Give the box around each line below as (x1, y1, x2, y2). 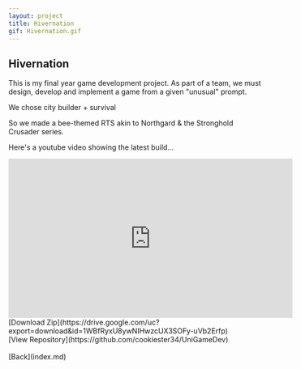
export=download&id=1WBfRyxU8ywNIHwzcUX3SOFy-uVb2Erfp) (8, 326, 229, 336)
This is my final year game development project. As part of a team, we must (8, 78, 261, 88)
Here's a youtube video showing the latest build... (8, 142, 174, 152)
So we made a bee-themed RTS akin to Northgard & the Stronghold (8, 118, 234, 128)
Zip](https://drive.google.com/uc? (46, 317, 160, 328)
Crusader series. (8, 127, 64, 137)
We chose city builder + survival (8, 103, 116, 112)
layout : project (8, 11, 63, 20)
